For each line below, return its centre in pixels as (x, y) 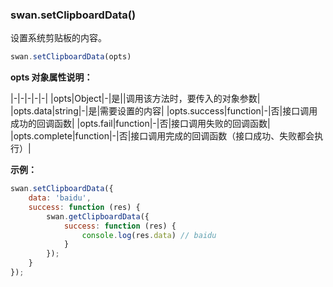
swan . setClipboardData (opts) (71, 57)
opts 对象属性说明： (51, 77)
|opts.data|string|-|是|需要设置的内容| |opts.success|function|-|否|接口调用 (164, 111)
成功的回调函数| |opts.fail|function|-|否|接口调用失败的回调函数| (140, 124)
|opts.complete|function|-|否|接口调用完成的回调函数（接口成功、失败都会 (162, 136)
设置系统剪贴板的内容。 (58, 38)
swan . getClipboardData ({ (98, 216)
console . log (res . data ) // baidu (149, 235)
